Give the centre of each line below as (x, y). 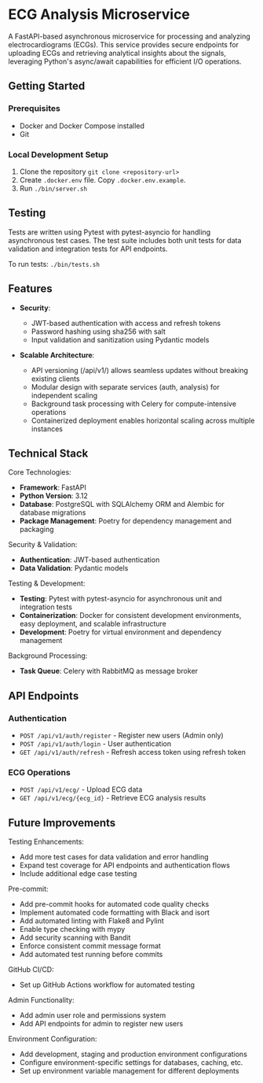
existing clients (55, 379)
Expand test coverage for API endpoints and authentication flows (124, 865)
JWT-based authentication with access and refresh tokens (126, 323)
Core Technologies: (40, 472)
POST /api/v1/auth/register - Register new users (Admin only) (121, 736)
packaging (37, 530)
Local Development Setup (58, 154)
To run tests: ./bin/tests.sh (54, 264)
